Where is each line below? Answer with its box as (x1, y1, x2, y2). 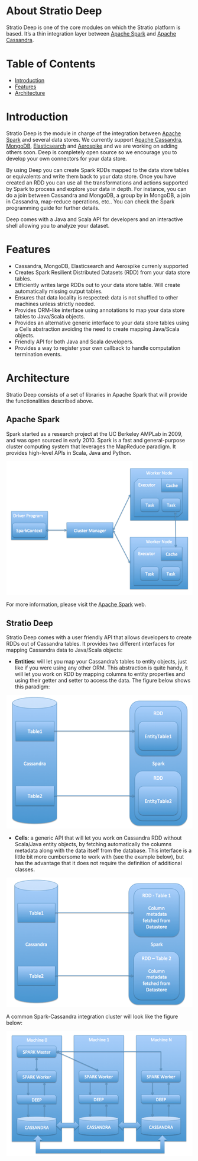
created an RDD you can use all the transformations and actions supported (6, 179, 188, 186)
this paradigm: (14, 683, 50, 690)
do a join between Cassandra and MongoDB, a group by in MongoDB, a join (6, 192, 190, 199)
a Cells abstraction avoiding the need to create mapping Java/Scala (14, 325, 180, 333)
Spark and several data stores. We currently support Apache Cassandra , (6, 136, 183, 143)
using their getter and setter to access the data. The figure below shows (14, 677, 191, 684)
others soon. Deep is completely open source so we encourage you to (6, 148, 177, 155)
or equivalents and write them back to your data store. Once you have (6, 173, 176, 180)
